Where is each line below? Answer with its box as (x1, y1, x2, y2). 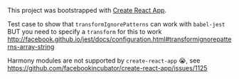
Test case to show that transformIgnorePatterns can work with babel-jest (7, 20, 225, 28)
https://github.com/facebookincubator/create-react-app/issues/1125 (7, 64, 208, 72)
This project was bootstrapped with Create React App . (7, 6, 167, 14)
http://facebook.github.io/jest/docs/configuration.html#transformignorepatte (7, 35, 232, 43)
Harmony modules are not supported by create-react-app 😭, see (7, 56, 201, 65)
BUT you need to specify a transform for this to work (7, 28, 162, 36)
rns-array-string (7, 43, 55, 51)
